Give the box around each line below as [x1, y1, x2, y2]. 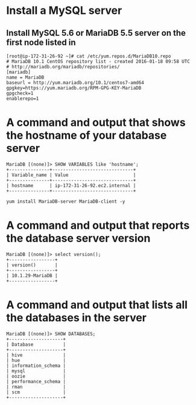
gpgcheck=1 [6, 90, 34, 96]
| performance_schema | [6, 378, 66, 384]
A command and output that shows [6, 116, 186, 130]
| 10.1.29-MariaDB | [6, 272, 58, 278]
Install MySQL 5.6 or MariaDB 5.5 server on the [6, 28, 186, 38]
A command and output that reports [6, 219, 190, 232]
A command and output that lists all [6, 298, 188, 312]
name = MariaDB [6, 74, 45, 81]
